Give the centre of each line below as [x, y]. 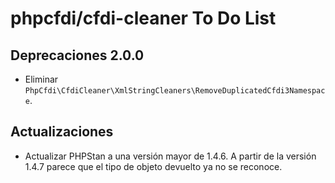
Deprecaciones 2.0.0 [77, 55]
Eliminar [41, 79]
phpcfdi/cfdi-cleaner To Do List [143, 18]
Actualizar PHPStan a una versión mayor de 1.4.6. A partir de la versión [170, 156]
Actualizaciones [62, 132]
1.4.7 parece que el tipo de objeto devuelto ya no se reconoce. [153, 166]
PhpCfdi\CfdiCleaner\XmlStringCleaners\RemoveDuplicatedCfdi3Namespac [175, 91]
